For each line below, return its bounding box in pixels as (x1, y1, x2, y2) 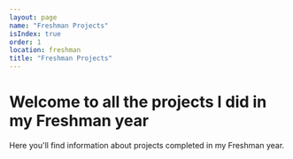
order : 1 (9, 37, 42, 47)
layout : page (9, 12, 58, 22)
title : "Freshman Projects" (9, 54, 113, 63)
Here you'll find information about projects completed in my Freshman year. (9, 140, 285, 150)
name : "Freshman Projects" (9, 21, 109, 30)
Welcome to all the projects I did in (9, 92, 267, 112)
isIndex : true (9, 29, 62, 38)
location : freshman (9, 46, 81, 55)
